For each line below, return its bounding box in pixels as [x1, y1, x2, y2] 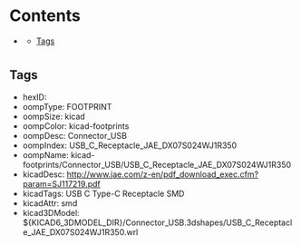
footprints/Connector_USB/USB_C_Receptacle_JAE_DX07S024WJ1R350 [22, 159, 292, 170]
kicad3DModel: [22, 207, 80, 218]
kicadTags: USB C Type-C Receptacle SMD [22, 188, 185, 199]
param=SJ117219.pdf [22, 178, 102, 189]
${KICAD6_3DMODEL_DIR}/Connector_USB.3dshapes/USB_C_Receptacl [22, 217, 293, 228]
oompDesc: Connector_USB [22, 130, 127, 141]
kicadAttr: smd [22, 197, 78, 209]
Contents [9, 5, 82, 26]
